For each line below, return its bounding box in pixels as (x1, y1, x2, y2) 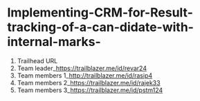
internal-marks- (7, 34, 102, 49)
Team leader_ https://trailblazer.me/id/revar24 (17, 64, 147, 72)
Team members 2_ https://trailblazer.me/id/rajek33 (17, 78, 161, 87)
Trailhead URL (17, 56, 58, 65)
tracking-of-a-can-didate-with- (7, 19, 194, 35)
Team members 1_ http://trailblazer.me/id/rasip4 (17, 71, 153, 80)
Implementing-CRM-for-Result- (7, 5, 194, 21)
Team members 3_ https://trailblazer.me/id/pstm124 (17, 86, 163, 94)
